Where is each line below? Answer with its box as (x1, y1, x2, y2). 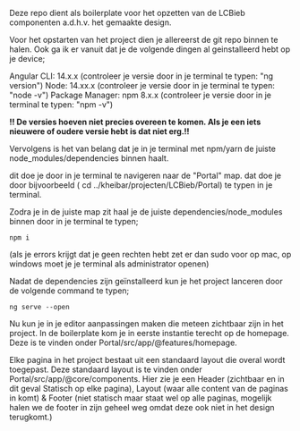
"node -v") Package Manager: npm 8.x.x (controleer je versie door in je (9, 89, 271, 100)
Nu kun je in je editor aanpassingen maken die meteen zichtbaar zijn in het (9, 318, 284, 329)
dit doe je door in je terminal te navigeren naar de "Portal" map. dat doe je (9, 170, 282, 181)
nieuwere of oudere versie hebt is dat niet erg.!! (9, 126, 190, 137)
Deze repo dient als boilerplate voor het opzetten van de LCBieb (9, 8, 246, 18)
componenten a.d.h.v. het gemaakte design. (9, 17, 172, 28)
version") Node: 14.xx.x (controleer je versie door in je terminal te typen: (9, 80, 276, 90)
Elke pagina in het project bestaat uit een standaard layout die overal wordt (9, 355, 286, 365)
